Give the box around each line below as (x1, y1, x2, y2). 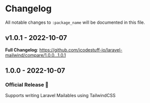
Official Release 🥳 (5, 81, 49, 88)
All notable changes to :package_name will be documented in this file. (5, 19, 146, 25)
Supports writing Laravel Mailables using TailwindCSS (5, 93, 116, 99)
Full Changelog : (5, 47, 38, 52)
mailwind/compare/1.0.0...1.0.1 (5, 52, 66, 58)
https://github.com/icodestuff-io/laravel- (39, 47, 123, 52)
